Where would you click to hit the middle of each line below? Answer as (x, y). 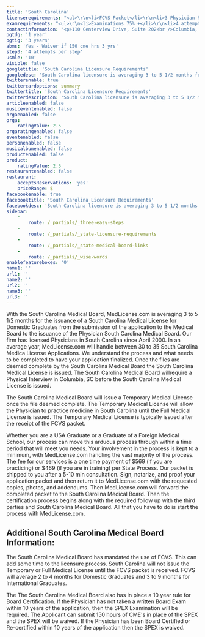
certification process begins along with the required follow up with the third (101, 500)
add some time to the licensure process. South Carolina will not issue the (98, 563)
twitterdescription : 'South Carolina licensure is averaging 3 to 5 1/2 (101, 97)
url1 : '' (17, 274)
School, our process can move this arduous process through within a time (99, 442)
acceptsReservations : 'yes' (53, 183)
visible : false (26, 63)
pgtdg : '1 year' (27, 35)
